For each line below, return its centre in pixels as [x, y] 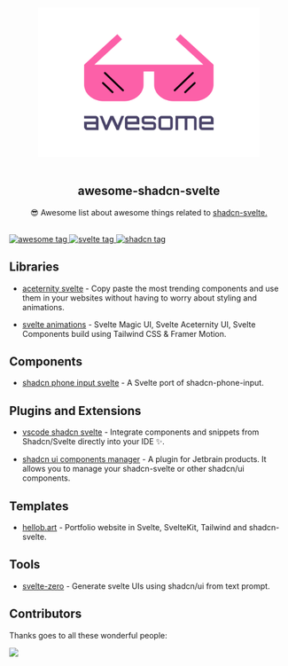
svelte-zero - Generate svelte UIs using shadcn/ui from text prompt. [146, 586]
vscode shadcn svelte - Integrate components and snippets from [140, 432]
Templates [39, 506]
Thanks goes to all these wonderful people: [88, 635]
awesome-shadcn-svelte [149, 191]
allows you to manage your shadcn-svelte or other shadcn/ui [133, 469]
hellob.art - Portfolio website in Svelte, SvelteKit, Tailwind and [134, 528]
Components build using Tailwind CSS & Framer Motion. [124, 333]
